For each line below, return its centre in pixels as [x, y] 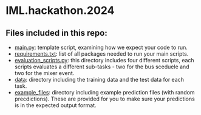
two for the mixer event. [44, 73]
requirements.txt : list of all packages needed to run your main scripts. [101, 54]
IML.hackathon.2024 [60, 11]
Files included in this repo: [56, 33]
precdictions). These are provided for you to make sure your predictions [104, 99]
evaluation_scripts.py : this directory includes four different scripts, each [104, 60]
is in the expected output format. [55, 105]
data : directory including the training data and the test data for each [99, 80]
